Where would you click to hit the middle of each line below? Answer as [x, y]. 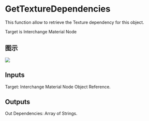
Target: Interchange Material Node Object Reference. [58, 87]
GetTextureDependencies [58, 9]
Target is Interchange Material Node [41, 31]
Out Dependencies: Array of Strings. [41, 113]
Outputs [18, 102]
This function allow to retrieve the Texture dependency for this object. [74, 22]
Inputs [15, 75]
